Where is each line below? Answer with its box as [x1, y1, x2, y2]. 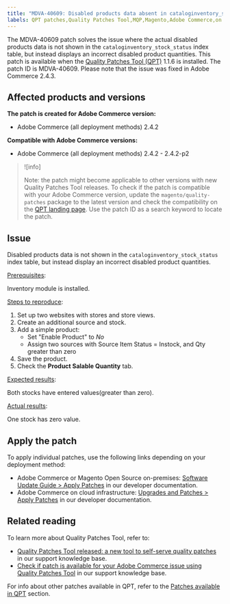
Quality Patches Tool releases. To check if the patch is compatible [23, 183, 210, 192]
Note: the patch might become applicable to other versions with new [23, 176, 218, 184]
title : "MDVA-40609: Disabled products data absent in [7, 10, 167, 17]
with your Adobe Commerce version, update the [23, 191, 159, 199]
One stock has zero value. [7, 415, 81, 424]
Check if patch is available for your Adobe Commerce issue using [16, 561, 202, 570]
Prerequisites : [7, 271, 47, 280]
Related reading [7, 516, 77, 527]
